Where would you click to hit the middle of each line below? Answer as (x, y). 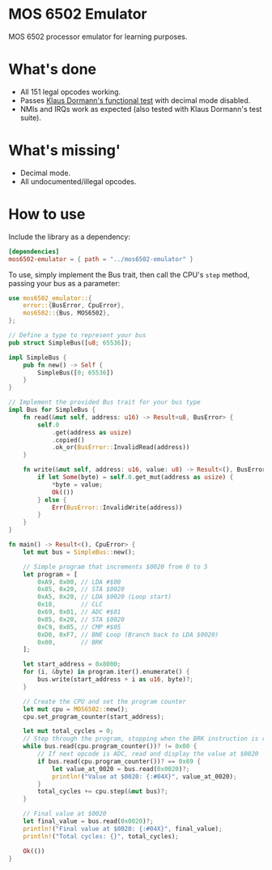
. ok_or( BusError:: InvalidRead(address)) (121, 448)
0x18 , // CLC (70, 605)
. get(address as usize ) (91, 432)
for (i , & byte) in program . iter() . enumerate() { (106, 672)
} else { (52, 499)
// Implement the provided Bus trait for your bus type (104, 402)
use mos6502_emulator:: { (50, 298)
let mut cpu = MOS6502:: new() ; (76, 709)
